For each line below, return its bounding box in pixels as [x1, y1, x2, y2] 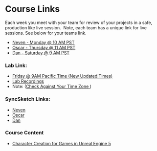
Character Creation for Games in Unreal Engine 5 [12, 140, 111, 146]
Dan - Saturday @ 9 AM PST [12, 50, 70, 56]
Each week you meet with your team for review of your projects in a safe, [5, 20, 153, 25]
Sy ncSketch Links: [5, 96, 50, 103]
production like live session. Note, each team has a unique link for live [5, 24, 147, 30]
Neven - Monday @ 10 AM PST [12, 39, 75, 45]
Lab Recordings [12, 78, 44, 84]
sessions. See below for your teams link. [5, 30, 87, 36]
